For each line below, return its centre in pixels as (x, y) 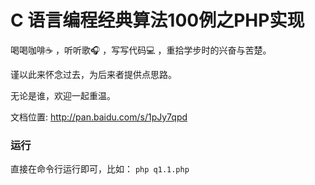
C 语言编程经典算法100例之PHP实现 (157, 20)
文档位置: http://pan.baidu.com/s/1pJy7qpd (99, 117)
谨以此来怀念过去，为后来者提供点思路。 (93, 74)
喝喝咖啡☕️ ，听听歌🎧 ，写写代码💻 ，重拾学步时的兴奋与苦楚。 (141, 50)
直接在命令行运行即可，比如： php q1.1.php (100, 169)
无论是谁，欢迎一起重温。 (63, 95)
